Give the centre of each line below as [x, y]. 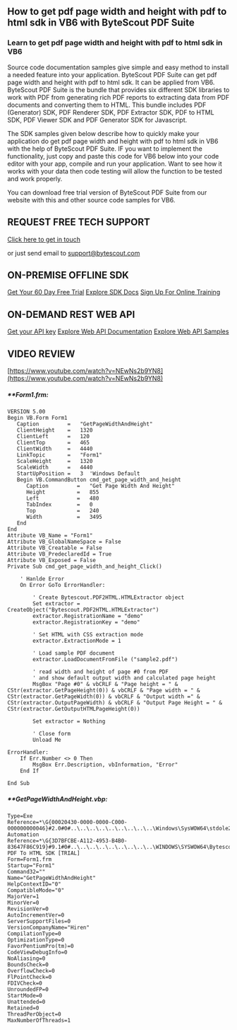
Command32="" [26, 871]
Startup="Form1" [31, 865]
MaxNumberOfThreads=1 [39, 1020]
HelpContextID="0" [34, 884]
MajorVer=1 [23, 896]
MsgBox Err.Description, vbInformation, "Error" [105, 765]
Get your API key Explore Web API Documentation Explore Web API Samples [118, 331]
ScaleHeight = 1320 [55, 461]
